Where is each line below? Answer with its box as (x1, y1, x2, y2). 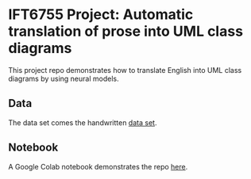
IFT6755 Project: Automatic (8, 6, 194, 24)
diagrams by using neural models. (8, 74, 119, 83)
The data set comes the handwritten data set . (8, 117, 157, 128)
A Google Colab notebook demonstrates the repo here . (8, 162, 188, 171)
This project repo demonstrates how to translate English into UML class (8, 65, 242, 74)
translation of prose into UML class (8, 22, 244, 40)
